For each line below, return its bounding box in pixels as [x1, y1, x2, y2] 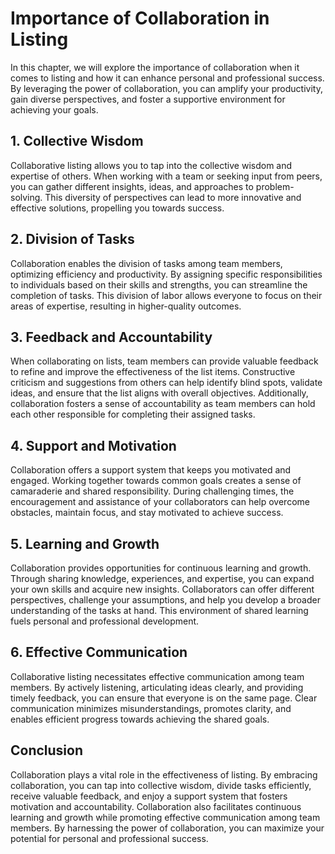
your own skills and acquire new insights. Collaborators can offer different [10, 583, 315, 595]
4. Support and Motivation [10, 437, 177, 454]
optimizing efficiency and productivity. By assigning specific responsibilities [10, 268, 323, 280]
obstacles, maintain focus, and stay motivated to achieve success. [10, 507, 284, 519]
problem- [255, 180, 295, 192]
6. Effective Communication [10, 644, 188, 661]
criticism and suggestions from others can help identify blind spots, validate [10, 377, 323, 389]
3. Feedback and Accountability [10, 328, 213, 346]
